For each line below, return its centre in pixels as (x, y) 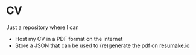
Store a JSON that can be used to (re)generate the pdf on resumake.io (102, 45)
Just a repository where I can (43, 27)
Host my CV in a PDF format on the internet (69, 39)
